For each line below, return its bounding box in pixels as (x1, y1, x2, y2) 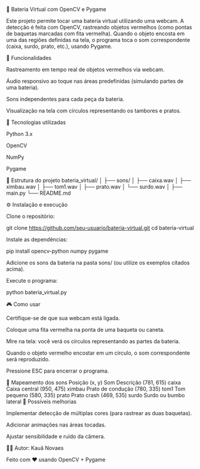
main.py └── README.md (6, 189, 71, 196)
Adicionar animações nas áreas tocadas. (6, 421, 106, 428)
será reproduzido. (6, 356, 50, 362)
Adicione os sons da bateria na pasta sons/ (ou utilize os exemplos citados (6, 259, 190, 266)
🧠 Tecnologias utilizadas (6, 119, 66, 126)
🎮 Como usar (6, 301, 41, 308)
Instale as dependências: (6, 236, 68, 243)
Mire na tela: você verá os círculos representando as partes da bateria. (6, 338, 180, 344)
